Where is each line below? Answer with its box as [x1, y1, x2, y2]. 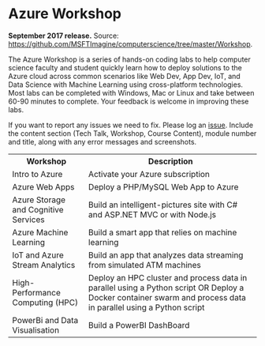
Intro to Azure [12, 168, 63, 179]
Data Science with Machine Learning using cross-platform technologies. [8, 80, 243, 89]
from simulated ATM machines [88, 259, 201, 270]
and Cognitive [12, 204, 65, 215]
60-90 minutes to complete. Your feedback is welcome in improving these [8, 96, 249, 106]
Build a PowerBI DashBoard [88, 319, 190, 330]
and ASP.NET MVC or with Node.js [88, 209, 217, 220]
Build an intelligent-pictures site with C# [88, 199, 238, 210]
